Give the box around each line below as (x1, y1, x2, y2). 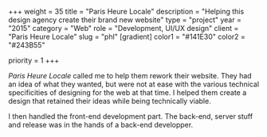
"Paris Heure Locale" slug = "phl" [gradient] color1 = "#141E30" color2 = (8, 32, 245, 41)
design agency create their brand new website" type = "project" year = (8, 15, 241, 25)
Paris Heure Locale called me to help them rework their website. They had (8, 71, 253, 80)
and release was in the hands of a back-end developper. (8, 120, 194, 129)
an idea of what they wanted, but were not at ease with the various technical (8, 79, 260, 89)
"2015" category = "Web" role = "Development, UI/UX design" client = (8, 24, 239, 32)
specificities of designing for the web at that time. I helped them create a (8, 88, 247, 97)
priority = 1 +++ (8, 55, 60, 65)
